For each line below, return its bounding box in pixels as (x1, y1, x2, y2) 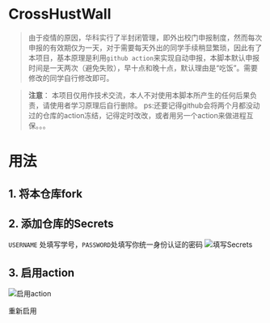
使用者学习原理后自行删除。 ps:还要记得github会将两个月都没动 (49, 100, 260, 110)
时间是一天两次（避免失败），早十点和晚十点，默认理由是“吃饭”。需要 (27, 62, 259, 73)
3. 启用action (8, 266, 75, 279)
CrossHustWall (8, 5, 112, 23)
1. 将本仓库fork (8, 187, 83, 201)
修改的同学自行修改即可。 (27, 73, 114, 83)
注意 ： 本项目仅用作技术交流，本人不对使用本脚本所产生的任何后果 (27, 90, 251, 100)
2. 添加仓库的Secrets (8, 216, 115, 231)
